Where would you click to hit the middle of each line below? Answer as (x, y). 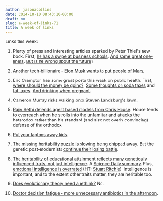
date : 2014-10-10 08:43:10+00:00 (40, 14)
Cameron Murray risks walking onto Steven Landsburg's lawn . (75, 100)
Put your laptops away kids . (41, 135)
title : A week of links (30, 28)
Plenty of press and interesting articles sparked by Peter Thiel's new (81, 51)
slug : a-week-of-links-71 (32, 23)
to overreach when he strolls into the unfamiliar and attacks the (76, 115)
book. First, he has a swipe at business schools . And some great (77, 56)
